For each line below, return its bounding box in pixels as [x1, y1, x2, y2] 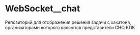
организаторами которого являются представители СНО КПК [5, 24, 135, 30]
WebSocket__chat [5, 3, 80, 14]
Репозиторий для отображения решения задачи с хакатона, [5, 19, 132, 25]
